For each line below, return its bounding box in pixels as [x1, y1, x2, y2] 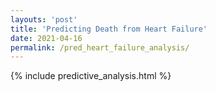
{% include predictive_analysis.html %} [10, 70, 172, 82]
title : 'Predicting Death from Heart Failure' [10, 24, 208, 34]
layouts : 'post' [10, 14, 78, 25]
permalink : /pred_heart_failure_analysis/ [10, 42, 190, 53]
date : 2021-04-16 [10, 33, 83, 43]
